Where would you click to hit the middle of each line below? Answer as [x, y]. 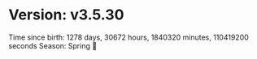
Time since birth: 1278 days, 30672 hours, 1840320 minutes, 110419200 [129, 37]
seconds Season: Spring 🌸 [53, 45]
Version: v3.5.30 [66, 15]
